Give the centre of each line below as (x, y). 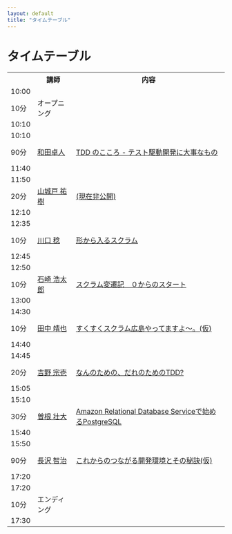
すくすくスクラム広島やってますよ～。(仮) (144, 329)
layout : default (30, 13)
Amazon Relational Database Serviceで (139, 412)
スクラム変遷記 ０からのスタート (131, 285)
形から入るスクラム (107, 240)
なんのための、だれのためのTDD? (130, 372)
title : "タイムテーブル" (39, 20)
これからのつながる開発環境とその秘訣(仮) (144, 461)
